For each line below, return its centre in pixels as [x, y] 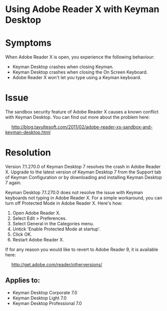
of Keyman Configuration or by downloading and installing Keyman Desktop [84, 177]
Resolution [28, 153]
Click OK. [22, 234]
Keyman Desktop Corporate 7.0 [45, 292]
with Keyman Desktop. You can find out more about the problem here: [77, 117]
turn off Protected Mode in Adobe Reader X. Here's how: [64, 203]
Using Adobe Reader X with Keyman [82, 9]
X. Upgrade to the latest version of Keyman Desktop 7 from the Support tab [83, 172]
